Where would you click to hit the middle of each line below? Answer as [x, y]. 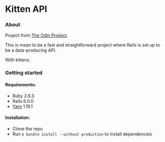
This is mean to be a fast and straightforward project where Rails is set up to [83, 45]
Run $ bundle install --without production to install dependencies [82, 134]
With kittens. [18, 60]
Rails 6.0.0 [23, 101]
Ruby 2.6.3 [23, 96]
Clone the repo [27, 129]
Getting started [24, 73]
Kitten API [26, 9]
